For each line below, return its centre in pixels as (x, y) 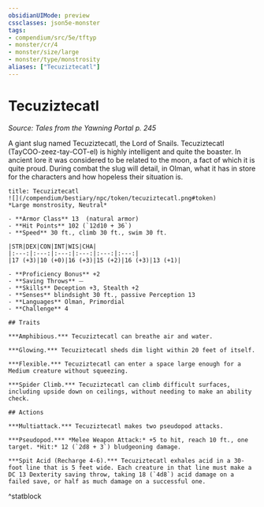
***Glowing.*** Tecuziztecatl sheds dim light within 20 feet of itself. (132, 350)
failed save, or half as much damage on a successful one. (107, 481)
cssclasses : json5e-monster (54, 23)
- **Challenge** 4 (38, 309)
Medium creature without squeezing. (68, 371)
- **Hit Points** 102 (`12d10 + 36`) (70, 226)
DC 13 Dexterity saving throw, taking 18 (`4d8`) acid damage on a (121, 475)
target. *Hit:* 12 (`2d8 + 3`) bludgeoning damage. (95, 447)
